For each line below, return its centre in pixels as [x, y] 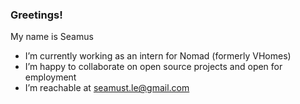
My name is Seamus [52, 37]
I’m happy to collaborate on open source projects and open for [153, 67]
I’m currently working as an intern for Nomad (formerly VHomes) [158, 56]
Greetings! [36, 15]
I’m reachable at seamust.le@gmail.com [107, 88]
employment [50, 77]
